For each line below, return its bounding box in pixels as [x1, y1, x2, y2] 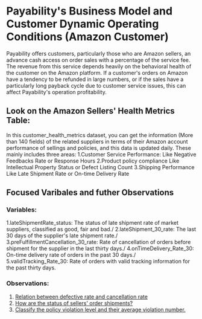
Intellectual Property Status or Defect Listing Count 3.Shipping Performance [6, 163, 195, 170]
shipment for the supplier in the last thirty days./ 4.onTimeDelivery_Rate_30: [6, 245, 194, 252]
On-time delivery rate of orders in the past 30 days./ [6, 251, 136, 259]
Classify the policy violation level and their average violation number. [14, 306, 186, 313]
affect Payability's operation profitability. [6, 88, 107, 95]
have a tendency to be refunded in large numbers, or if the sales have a [6, 76, 184, 83]
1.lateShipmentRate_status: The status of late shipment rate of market [6, 219, 179, 227]
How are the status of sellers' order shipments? [14, 299, 133, 306]
